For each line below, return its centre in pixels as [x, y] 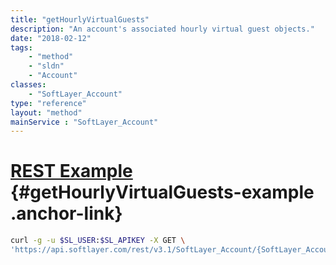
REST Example [71, 171]
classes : [28, 85]
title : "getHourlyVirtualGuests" [80, 19]
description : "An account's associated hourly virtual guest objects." [162, 29]
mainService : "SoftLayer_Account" [84, 122]
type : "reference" [48, 103]
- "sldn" [46, 66]
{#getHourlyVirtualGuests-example [162, 192]
